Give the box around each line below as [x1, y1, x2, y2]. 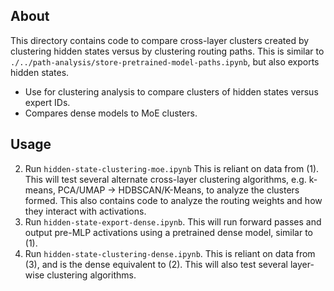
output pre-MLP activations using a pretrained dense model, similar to [24, 226, 313, 238]
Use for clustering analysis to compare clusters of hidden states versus [24, 85, 319, 98]
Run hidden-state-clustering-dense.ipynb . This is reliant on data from [24, 247, 316, 259]
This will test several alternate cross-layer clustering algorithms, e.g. [24, 173, 307, 185]
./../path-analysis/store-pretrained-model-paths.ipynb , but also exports [10, 55, 320, 68]
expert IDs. [24, 96, 71, 108]
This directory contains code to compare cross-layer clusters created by [10, 34, 310, 46]
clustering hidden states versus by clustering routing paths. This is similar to [10, 45, 325, 57]
